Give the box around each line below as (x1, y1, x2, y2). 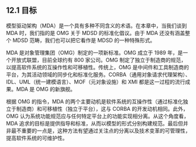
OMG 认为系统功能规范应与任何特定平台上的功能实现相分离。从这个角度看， (6, 113, 189, 120)
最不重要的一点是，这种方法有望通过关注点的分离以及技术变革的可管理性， (11, 127, 191, 134)
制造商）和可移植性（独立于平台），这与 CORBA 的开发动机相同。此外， (16, 105, 188, 112)
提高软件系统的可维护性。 (6, 134, 68, 141)
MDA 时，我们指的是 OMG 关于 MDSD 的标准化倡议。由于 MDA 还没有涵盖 (6, 29, 185, 36)
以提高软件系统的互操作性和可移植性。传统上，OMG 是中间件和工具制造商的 (6, 64, 189, 71)
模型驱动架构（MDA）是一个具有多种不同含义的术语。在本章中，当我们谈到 (6, 22, 187, 29)
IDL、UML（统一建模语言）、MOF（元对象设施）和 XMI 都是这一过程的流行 (6, 78, 185, 85)
